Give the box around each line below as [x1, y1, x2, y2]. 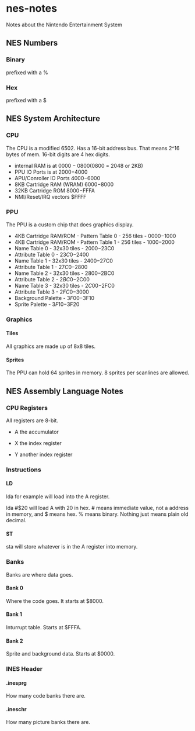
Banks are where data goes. [6, 571, 73, 578]
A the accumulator [14, 428, 59, 435]
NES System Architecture [6, 113, 101, 124]
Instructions [6, 466, 42, 474]
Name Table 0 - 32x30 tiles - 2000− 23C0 [14, 244, 115, 251]
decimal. [6, 517, 27, 524]
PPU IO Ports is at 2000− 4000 [14, 168, 88, 175]
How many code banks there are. [6, 692, 86, 699]
